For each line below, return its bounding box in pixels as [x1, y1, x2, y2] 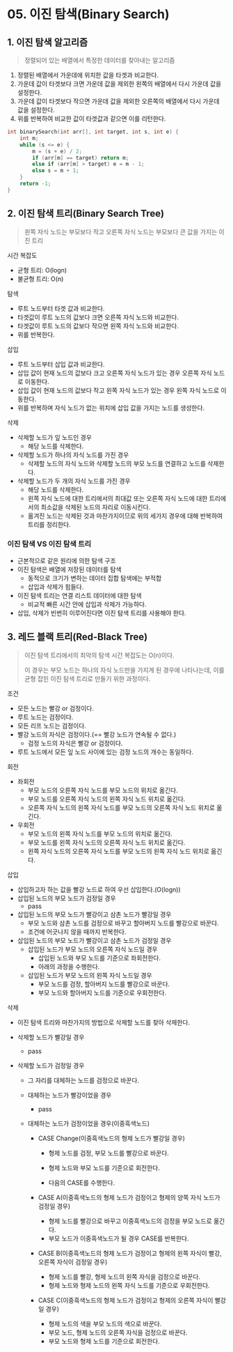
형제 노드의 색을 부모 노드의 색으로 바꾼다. [48, 1319, 162, 1328]
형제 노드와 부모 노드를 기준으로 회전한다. [48, 1163, 160, 1172]
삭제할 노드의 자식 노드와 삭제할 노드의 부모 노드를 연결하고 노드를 [27, 459, 207, 468]
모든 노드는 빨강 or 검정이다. [17, 704, 94, 712]
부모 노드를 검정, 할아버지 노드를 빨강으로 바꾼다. [38, 980, 170, 988]
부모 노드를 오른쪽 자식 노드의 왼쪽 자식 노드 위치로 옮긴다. [27, 794, 186, 803]
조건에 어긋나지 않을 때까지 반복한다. [27, 928, 127, 936]
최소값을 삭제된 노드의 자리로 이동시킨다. [40, 502, 151, 511]
